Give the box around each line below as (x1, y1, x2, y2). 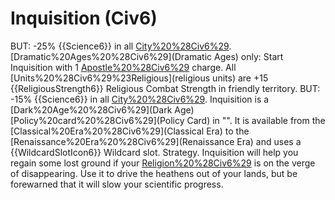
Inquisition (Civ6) (10, 7, 158, 30)
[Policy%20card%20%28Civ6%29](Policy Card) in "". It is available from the (10, 114, 326, 126)
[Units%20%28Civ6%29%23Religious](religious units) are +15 (10, 72, 269, 84)
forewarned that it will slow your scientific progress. (10, 178, 224, 190)
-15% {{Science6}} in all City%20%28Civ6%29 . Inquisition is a (10, 93, 270, 105)
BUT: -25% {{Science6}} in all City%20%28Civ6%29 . (10, 40, 232, 52)
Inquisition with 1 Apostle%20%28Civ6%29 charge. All (10, 61, 237, 73)
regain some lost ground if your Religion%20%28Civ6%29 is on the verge (10, 157, 316, 169)
